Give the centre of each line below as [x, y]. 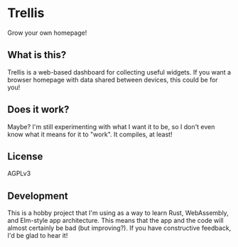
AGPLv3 [19, 174]
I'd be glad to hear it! [38, 236]
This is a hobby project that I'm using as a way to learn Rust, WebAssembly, [118, 213]
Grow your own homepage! [47, 33]
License [25, 157]
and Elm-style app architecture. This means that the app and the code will [115, 221]
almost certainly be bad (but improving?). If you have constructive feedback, [119, 228]
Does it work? [38, 110]
